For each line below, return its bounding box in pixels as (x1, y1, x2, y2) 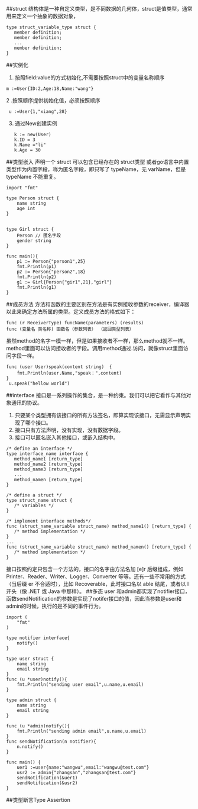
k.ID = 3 (14, 137, 35, 143)
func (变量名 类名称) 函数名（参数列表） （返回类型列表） (6, 326, 134, 332)
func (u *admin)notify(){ (6, 723, 70, 729)
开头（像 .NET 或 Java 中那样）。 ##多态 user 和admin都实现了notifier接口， (6, 588, 190, 595)
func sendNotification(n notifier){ (6, 739, 96, 744)
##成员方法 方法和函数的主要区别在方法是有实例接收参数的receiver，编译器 (6, 301, 190, 308)
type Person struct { (6, 195, 60, 201)
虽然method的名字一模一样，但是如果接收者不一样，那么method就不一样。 (6, 337, 189, 344)
